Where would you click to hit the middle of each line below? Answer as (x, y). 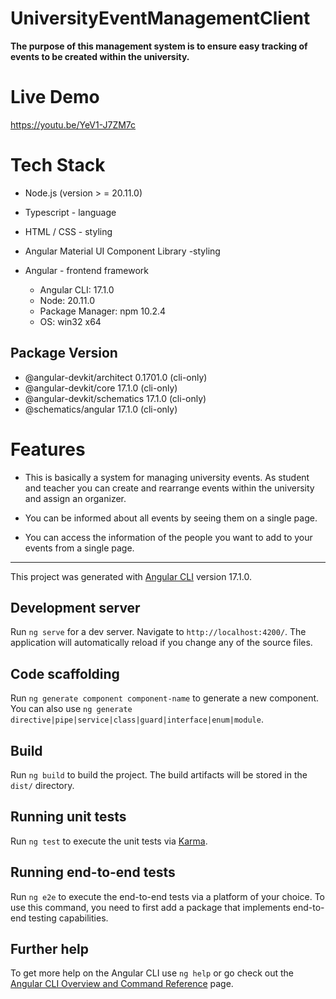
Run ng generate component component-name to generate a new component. (165, 698)
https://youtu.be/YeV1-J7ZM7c (73, 124)
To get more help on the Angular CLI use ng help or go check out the (152, 973)
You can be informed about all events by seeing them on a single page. (171, 518)
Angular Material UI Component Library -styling (122, 251)
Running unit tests (68, 817)
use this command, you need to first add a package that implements (150, 907)
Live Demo (55, 97)
